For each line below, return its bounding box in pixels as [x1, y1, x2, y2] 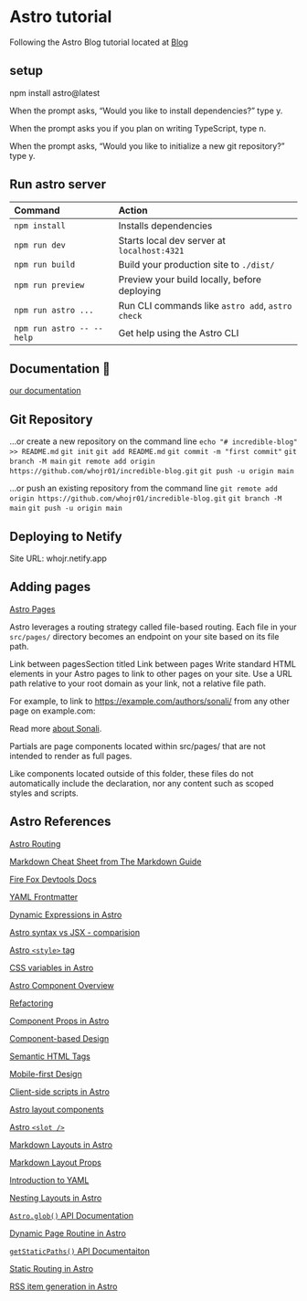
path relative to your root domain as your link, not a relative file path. [9, 678, 267, 689]
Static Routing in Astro [9, 1263, 94, 1274]
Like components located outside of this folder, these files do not [9, 767, 254, 778]
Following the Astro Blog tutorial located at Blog [9, 37, 189, 48]
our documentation [9, 386, 81, 397]
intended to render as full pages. [9, 750, 132, 761]
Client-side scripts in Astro [9, 1085, 110, 1097]
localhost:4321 [118, 245, 185, 256]
